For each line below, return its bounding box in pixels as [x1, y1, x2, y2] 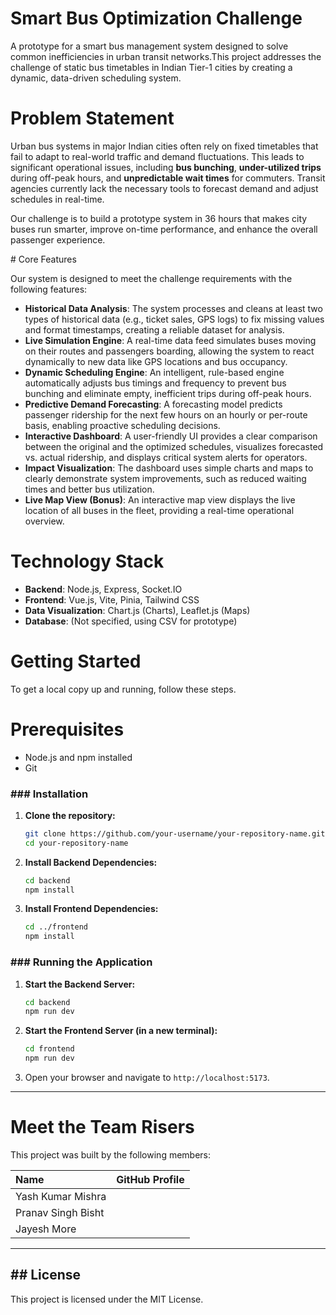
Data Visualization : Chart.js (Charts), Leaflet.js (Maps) [24, 604, 251, 616]
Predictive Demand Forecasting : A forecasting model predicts [24, 398, 283, 410]
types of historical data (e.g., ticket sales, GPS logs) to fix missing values [24, 313, 325, 325]
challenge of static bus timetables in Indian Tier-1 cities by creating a [10, 61, 293, 73]
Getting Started [10, 650, 142, 672]
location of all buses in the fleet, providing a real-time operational [24, 504, 295, 516]
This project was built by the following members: [10, 1148, 212, 1161]
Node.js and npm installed [24, 751, 133, 763]
